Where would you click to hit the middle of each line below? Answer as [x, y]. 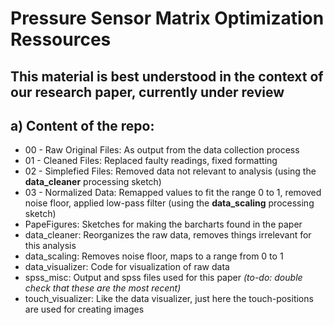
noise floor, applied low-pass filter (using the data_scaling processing [169, 203]
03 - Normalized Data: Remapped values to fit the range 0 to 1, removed [173, 193]
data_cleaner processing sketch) [93, 182]
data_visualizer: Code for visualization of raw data [127, 267]
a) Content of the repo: [82, 125]
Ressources [61, 39]
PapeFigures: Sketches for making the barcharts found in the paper [163, 224]
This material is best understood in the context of [167, 76]
